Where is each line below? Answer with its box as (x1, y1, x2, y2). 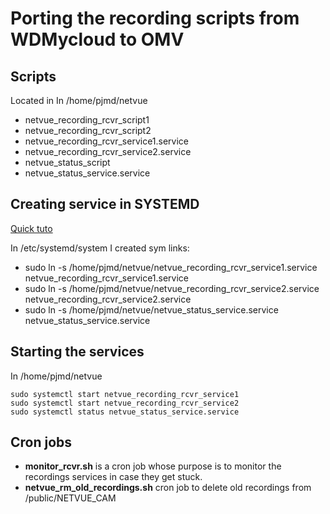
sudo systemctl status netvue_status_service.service (10, 407, 240, 417)
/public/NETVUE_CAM (24, 492, 117, 504)
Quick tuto (10, 222, 53, 234)
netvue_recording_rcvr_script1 (24, 114, 150, 126)
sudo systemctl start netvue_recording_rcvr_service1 (10, 389, 240, 399)
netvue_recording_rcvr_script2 (24, 125, 152, 136)
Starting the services (10, 343, 145, 361)
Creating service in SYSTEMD (10, 196, 200, 213)
